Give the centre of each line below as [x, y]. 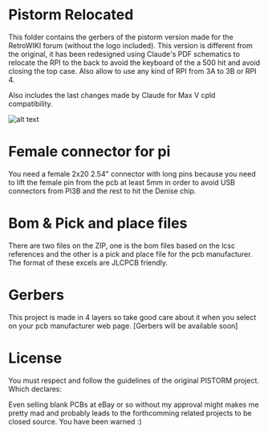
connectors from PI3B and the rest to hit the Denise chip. [102, 191]
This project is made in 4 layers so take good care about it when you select [132, 317]
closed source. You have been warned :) [75, 421]
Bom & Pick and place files [98, 223]
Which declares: [35, 389]
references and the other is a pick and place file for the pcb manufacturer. [130, 254]
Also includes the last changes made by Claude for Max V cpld [112, 95]
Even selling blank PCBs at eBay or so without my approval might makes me [134, 404]
